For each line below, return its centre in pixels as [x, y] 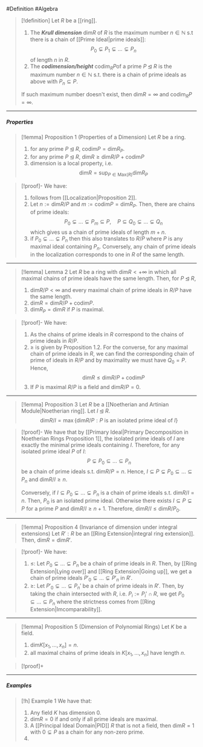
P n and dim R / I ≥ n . [44, 480]
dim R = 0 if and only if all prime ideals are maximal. [94, 719]
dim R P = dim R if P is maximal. [67, 310]
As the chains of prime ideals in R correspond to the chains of [107, 334]
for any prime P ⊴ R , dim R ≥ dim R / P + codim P [87, 156]
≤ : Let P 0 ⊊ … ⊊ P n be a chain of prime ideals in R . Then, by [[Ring [113, 564]
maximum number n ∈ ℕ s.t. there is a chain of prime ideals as [108, 75]
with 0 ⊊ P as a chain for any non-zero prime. [87, 732]
